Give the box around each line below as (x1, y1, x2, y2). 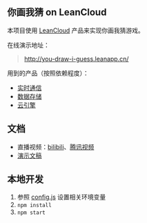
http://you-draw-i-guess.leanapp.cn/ (23, 55, 129, 63)
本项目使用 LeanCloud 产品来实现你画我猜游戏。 (7, 26, 145, 35)
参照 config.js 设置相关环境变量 (17, 193, 106, 202)
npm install (17, 202, 52, 209)
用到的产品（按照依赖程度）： (7, 68, 89, 77)
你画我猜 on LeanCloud (7, 6, 107, 19)
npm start (17, 209, 46, 216)
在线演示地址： (7, 41, 50, 49)
